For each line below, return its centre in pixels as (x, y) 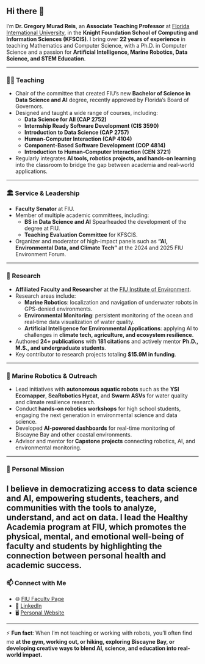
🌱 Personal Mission (35, 469)
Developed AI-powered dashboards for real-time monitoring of (95, 428)
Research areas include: (45, 296)
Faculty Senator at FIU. (45, 209)
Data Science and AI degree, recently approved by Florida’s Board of (102, 100)
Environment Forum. (41, 254)
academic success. (44, 565)
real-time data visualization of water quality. (79, 322)
